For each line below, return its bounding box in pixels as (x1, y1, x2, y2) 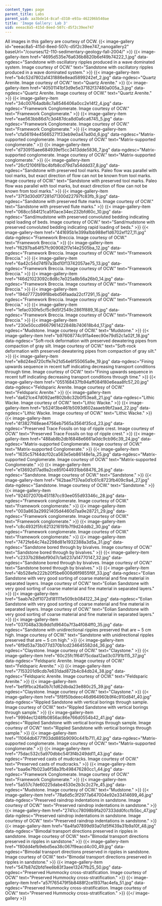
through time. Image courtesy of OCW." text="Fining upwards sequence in (5, 369, 153, 375)
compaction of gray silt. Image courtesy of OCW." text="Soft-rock (5, 343, 136, 349)
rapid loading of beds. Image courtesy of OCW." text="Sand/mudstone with (5, 219, 155, 225)
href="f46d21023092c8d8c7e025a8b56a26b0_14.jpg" (5, 276, 113, 282)
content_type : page (5, 7, 44, 12)
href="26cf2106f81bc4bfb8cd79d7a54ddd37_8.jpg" (5, 162, 108, 168)
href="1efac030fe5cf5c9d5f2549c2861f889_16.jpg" (5, 307, 108, 313)
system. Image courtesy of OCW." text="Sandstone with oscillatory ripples (5, 64, 153, 70)
